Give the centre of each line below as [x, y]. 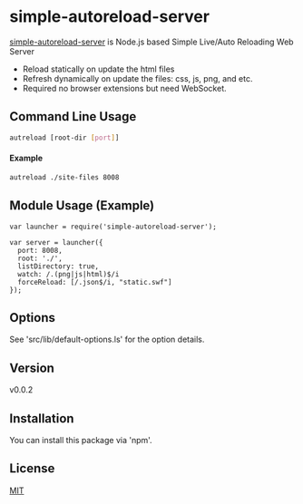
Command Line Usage [73, 116]
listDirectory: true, [59, 266]
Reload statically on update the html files [98, 69]
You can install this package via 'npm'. [81, 440]
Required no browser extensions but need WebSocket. [124, 88]
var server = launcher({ [56, 242]
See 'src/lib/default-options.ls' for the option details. [107, 339]
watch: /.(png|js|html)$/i [68, 274]
